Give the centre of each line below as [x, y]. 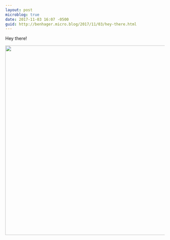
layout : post [19, 10]
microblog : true [22, 15]
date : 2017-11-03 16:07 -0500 [37, 19]
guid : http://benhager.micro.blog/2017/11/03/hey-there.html [71, 24]
